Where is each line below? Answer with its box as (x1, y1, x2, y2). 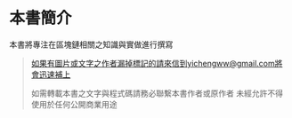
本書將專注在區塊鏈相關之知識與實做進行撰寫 (9, 39, 174, 50)
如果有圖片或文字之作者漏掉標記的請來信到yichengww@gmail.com (30, 58, 275, 68)
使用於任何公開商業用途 (30, 98, 118, 109)
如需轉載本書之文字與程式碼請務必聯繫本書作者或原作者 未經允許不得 (30, 88, 283, 98)
